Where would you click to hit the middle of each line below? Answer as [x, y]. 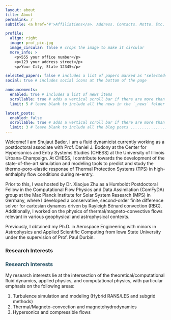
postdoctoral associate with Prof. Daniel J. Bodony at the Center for [76, 147]
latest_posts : [20, 113]
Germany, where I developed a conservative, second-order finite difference [84, 200]
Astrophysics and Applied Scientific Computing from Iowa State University [83, 232]
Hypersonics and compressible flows [51, 312]
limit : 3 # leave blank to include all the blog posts [69, 127]
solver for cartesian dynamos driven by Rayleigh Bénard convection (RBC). [84, 206]
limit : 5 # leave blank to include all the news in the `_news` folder [88, 104]
